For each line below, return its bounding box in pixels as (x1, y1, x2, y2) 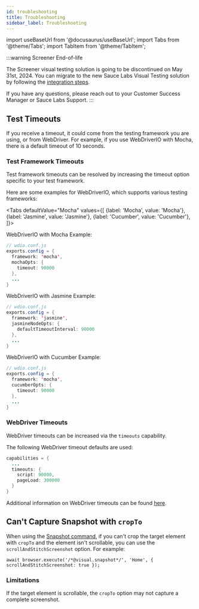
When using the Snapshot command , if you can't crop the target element (6, 532, 186, 540)
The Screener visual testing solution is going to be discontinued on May (6, 66, 183, 73)
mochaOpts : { (11, 260, 44, 266)
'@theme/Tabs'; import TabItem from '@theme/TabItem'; (6, 42, 146, 50)
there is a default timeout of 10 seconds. (6, 142, 106, 150)
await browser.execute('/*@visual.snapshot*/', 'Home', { (6, 557, 154, 563)
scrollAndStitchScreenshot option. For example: (6, 545, 125, 552)
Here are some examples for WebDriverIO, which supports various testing (6, 189, 188, 196)
